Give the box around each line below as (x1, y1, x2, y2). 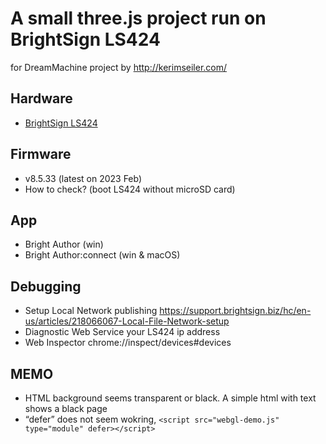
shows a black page (24, 403, 108, 414)
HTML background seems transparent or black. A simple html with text (24, 392, 317, 404)
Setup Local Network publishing (24, 305, 158, 317)
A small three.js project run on (10, 7, 267, 30)
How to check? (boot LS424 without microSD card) (24, 183, 236, 195)
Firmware (10, 146, 72, 163)
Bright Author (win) (24, 238, 104, 251)
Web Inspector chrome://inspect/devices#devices (24, 337, 232, 349)
